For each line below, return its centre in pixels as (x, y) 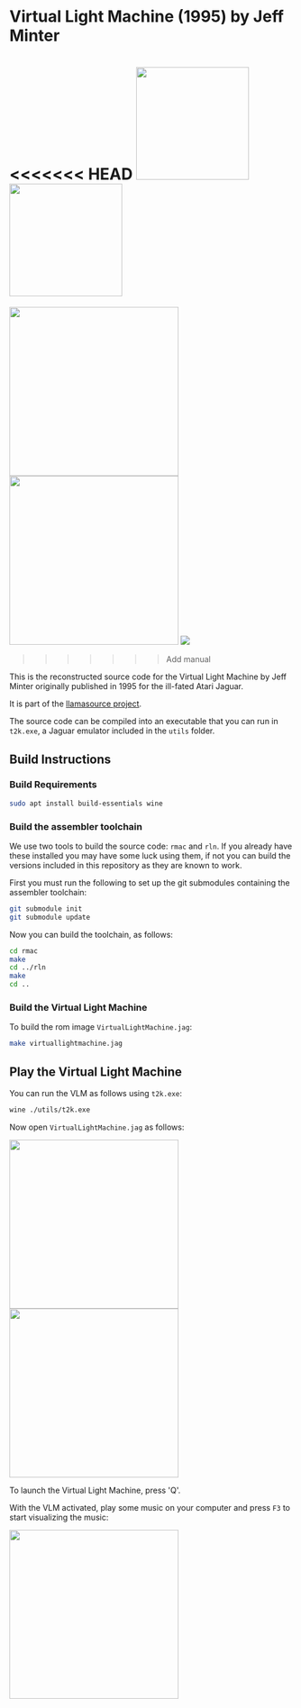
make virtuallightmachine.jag (66, 1044)
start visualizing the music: (59, 1517)
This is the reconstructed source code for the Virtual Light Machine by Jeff (148, 677)
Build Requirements (53, 785)
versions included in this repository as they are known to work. (126, 865)
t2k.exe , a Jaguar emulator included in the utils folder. (112, 731)
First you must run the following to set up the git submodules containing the (150, 882)
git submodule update (50, 917)
